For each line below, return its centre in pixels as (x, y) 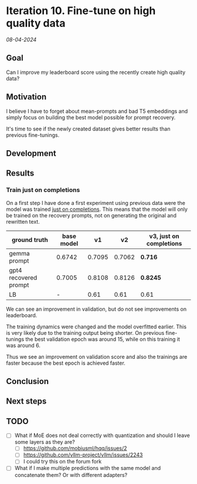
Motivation (26, 97)
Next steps (26, 401)
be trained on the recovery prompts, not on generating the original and (91, 215)
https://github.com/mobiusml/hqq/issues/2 (75, 448)
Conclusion (28, 382)
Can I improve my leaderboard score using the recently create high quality (96, 72)
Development (31, 153)
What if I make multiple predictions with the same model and (88, 468)
